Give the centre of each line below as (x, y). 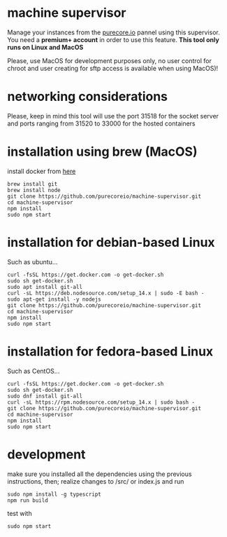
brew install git (32, 184)
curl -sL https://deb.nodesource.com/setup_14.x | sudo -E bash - (106, 293)
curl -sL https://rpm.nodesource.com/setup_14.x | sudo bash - (101, 402)
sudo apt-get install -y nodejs (54, 299)
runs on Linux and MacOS (45, 47)
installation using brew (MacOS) (102, 152)
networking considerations (88, 97)
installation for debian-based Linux (111, 243)
